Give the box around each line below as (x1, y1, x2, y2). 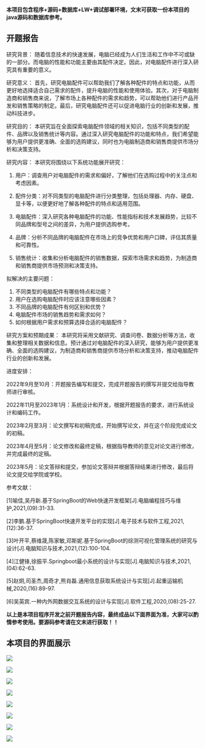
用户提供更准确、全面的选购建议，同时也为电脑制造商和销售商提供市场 (16, 138, 193, 145)
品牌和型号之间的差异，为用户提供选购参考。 (20, 220, 133, 228)
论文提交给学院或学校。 (6, 471, 65, 478)
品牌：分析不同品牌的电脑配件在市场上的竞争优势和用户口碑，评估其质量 (15, 233, 197, 241)
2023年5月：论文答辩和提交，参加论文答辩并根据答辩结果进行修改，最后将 (6, 463, 194, 470)
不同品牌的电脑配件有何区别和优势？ (15, 303, 107, 310)
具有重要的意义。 (11, 65, 55, 73)
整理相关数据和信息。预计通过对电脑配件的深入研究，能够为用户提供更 (16, 339, 193, 346)
